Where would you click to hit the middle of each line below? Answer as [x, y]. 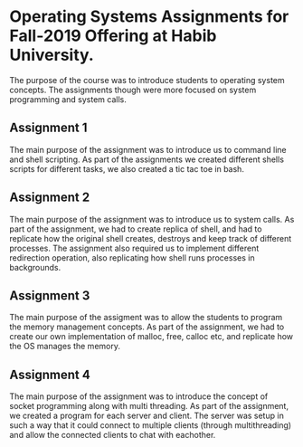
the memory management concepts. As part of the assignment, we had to [147, 327]
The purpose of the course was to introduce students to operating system [147, 80]
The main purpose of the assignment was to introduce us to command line [148, 149]
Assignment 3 [50, 295]
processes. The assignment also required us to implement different [134, 248]
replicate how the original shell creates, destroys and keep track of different [151, 238]
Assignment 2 [50, 198]
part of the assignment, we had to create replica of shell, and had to [136, 229]
